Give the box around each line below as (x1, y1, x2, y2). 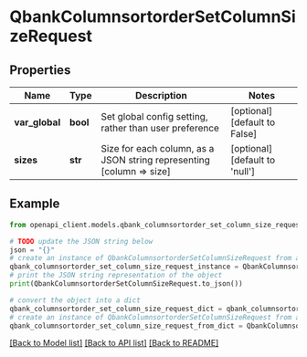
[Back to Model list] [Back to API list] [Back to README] (9, 338, 219, 349)
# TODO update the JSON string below (9, 236, 153, 246)
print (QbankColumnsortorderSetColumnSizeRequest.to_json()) (9, 279, 244, 289)
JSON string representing (100, 153, 210, 166)
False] (230, 128, 258, 140)
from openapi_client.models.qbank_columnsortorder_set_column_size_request (9, 220, 304, 229)
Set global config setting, (100, 110, 208, 122)
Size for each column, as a (100, 142, 215, 154)
